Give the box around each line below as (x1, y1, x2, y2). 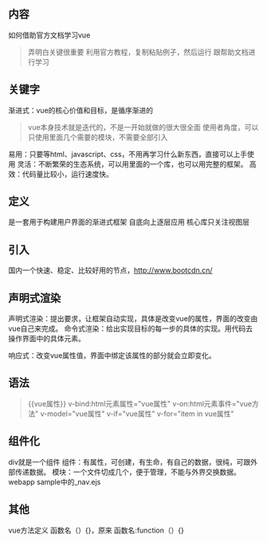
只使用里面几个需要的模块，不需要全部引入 (27, 132, 168, 142)
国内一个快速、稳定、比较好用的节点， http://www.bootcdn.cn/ (8, 265, 213, 275)
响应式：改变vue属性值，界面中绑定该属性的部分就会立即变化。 (8, 351, 217, 360)
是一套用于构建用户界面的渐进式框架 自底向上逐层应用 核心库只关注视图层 (8, 218, 249, 227)
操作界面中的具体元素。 (8, 334, 85, 344)
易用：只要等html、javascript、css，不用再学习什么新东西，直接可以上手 (8, 149, 248, 159)
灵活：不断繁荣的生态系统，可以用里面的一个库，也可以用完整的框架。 (17, 159, 248, 169)
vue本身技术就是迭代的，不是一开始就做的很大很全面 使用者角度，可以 (27, 122, 259, 132)
